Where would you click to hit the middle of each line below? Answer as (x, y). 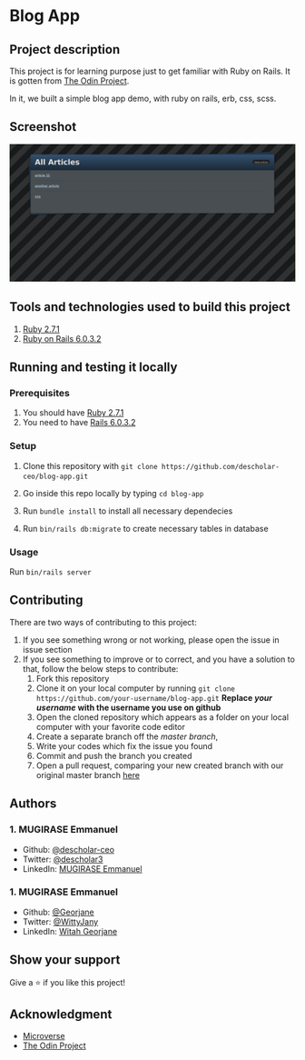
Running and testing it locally (93, 368)
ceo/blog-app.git (55, 476)
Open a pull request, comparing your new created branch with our (160, 765)
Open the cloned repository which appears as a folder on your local (162, 717)
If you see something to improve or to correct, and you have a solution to (158, 659)
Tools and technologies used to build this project (150, 307)
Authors (33, 804)
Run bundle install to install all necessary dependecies (128, 511)
